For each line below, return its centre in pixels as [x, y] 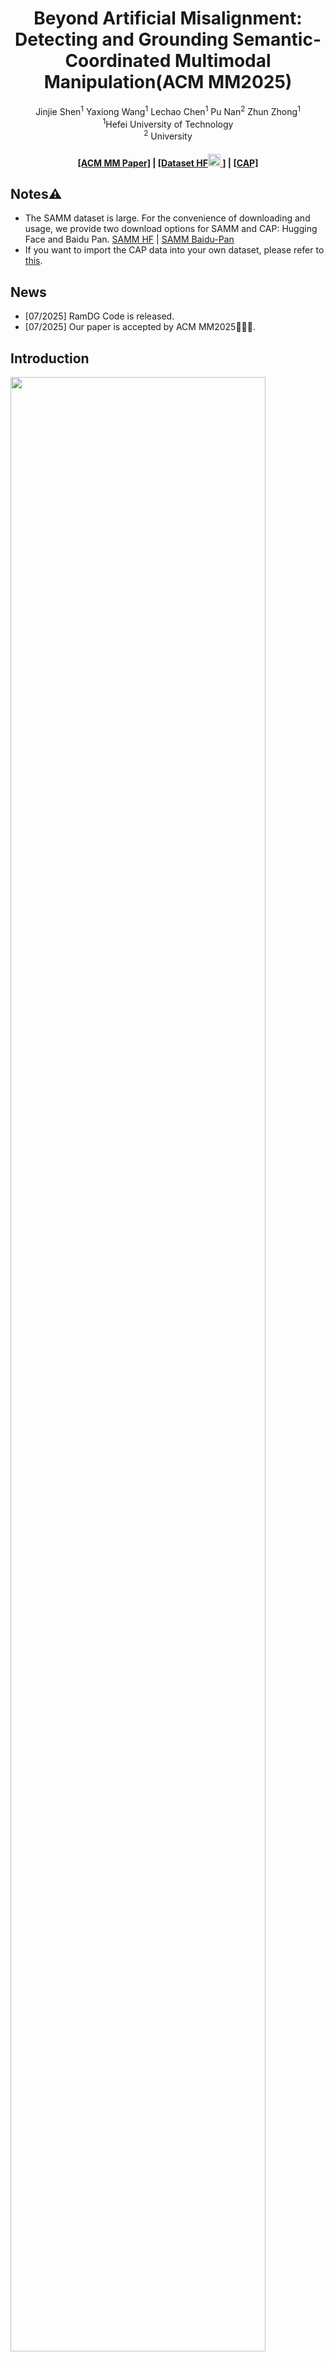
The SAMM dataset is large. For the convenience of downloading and [167, 218]
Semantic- [277, 39]
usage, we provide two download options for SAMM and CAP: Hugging [171, 229]
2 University [168, 135]
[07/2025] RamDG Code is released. [99, 316]
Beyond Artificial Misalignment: [168, 18]
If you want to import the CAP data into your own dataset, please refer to [174, 250]
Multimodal [223, 61]
